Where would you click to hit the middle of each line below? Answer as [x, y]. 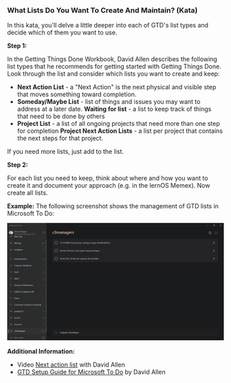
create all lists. [27, 193]
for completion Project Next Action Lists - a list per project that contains [120, 131]
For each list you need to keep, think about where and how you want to [108, 178]
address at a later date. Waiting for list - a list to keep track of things [114, 109]
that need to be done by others [61, 116]
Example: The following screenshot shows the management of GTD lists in [113, 206]
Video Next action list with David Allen [71, 364]
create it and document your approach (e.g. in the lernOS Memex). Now [109, 186]
